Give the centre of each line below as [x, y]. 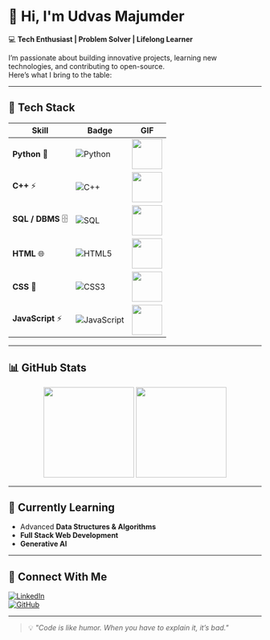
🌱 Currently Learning [61, 507]
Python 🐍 [30, 154]
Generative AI [43, 544]
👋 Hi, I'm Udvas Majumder [96, 16]
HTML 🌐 [29, 253]
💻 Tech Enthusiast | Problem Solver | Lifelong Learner [100, 39]
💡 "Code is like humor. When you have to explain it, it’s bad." [128, 628]
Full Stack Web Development [69, 535]
